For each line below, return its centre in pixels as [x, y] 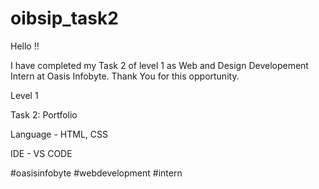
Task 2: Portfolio [44, 114]
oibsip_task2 [64, 18]
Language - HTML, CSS [59, 134]
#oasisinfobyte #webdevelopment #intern [96, 173]
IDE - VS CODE [41, 153]
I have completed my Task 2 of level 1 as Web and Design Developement [159, 65]
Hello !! [25, 46]
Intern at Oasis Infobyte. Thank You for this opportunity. [125, 76]
